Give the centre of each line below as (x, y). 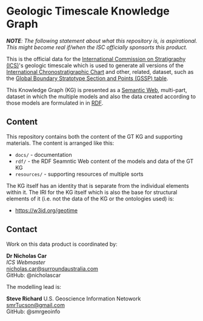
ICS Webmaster (26, 262)
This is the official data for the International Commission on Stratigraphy (96, 59)
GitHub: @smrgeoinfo (33, 311)
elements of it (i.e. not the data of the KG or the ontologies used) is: (90, 199)
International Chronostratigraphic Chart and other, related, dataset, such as (100, 71)
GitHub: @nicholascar (34, 275)
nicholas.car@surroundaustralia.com (52, 268)
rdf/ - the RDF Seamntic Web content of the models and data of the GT (104, 161)
